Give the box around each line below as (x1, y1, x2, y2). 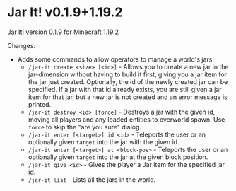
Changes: (7, 41, 35, 50)
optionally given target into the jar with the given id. (28, 137, 179, 146)
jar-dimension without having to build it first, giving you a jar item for (28, 70, 228, 79)
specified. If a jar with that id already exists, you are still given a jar (28, 85, 222, 93)
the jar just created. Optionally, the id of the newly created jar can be (28, 77, 228, 86)
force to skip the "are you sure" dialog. (28, 122, 142, 131)
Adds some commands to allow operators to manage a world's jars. (17, 54, 214, 64)
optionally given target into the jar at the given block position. (28, 153, 208, 161)
